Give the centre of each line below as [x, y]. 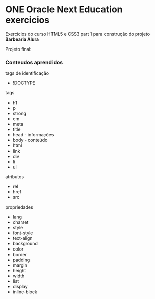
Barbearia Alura [22, 39]
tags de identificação [27, 73]
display [20, 287]
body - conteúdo [30, 140]
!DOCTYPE [24, 83]
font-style [23, 233]
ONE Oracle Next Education [64, 9]
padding [21, 260]
